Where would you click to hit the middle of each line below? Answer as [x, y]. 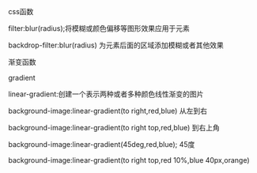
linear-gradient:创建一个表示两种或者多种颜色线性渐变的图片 [106, 94]
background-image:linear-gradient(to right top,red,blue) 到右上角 [114, 128]
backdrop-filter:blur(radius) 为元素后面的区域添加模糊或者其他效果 [116, 45]
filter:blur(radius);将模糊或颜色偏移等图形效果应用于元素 [99, 28]
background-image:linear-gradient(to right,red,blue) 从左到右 [108, 111]
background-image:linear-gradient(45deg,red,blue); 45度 [102, 144]
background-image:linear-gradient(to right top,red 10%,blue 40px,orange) [129, 160]
